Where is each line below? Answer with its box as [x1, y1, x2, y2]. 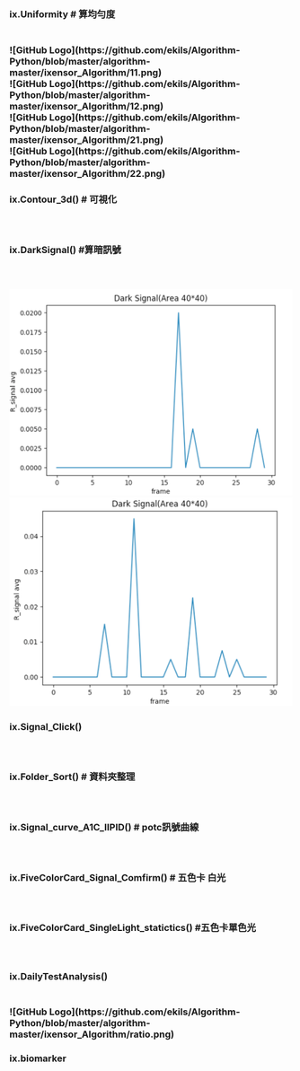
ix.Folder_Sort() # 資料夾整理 [9, 770, 136, 783]
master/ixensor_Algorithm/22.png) [9, 167, 166, 180]
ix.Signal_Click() [9, 721, 83, 733]
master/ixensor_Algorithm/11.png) [9, 66, 163, 78]
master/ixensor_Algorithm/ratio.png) [9, 1028, 175, 1040]
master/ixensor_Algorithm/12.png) [9, 100, 164, 112]
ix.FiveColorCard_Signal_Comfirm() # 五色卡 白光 [9, 871, 226, 883]
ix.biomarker [9, 1052, 67, 1065]
